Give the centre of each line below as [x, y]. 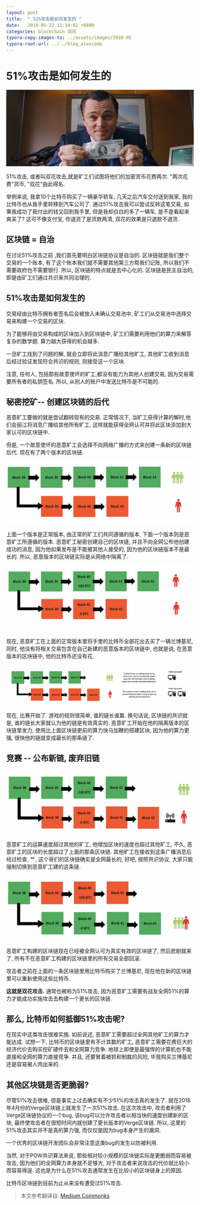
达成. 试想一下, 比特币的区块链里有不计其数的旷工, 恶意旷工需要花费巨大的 [101, 1042]
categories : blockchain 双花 [41, 32]
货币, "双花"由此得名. [40, 184]
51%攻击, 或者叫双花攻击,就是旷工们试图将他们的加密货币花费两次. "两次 [95, 176]
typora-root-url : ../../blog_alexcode [54, 44]
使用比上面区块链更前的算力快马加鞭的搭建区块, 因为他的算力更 [112, 730]
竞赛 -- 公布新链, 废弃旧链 [53, 758]
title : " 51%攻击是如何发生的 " [44, 19]
